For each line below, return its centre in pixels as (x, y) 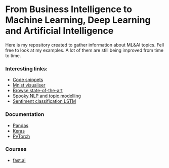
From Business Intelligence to (69, 9)
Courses (16, 149)
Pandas (20, 125)
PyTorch (21, 136)
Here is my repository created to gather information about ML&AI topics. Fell (85, 45)
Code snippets (28, 80)
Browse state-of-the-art (38, 91)
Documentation (25, 114)
